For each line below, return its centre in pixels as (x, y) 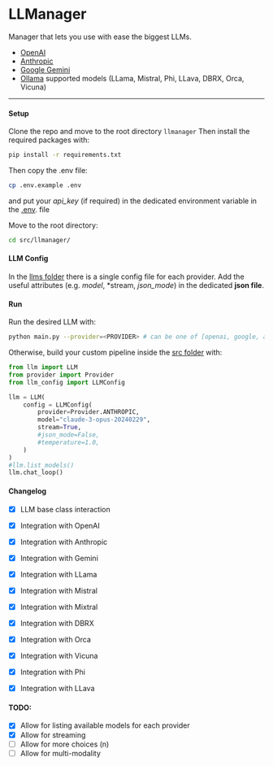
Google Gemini (45, 69)
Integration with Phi (52, 672)
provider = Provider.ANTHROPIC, (89, 412)
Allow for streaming (53, 735)
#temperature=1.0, (69, 442)
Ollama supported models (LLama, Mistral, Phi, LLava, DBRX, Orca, (132, 78)
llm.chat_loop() (36, 472)
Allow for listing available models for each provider (105, 725)
